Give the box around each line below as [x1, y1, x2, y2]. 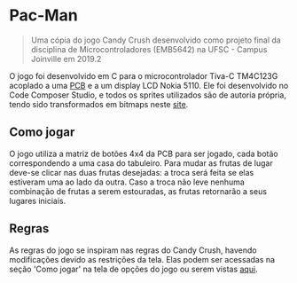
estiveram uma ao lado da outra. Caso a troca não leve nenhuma [9, 177, 246, 187]
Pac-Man [9, 5, 78, 26]
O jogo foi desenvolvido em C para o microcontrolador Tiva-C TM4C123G [9, 70, 278, 81]
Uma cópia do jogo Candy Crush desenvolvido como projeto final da [30, 35, 281, 45]
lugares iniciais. [9, 195, 66, 206]
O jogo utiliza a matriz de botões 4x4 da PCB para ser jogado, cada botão [9, 148, 278, 159]
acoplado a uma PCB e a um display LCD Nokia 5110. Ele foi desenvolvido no [9, 80, 289, 90]
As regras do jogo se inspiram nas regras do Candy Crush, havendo [9, 245, 257, 255]
